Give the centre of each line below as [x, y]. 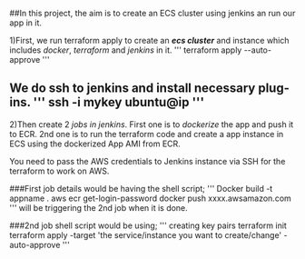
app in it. [26, 23]
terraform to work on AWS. [59, 171]
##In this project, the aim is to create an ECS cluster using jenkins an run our [152, 13]
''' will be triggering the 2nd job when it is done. [98, 207]
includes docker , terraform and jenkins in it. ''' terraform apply [126, 50]
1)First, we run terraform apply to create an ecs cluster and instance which [149, 40]
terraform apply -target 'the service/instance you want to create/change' [146, 234]
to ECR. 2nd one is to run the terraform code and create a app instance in [147, 134]
